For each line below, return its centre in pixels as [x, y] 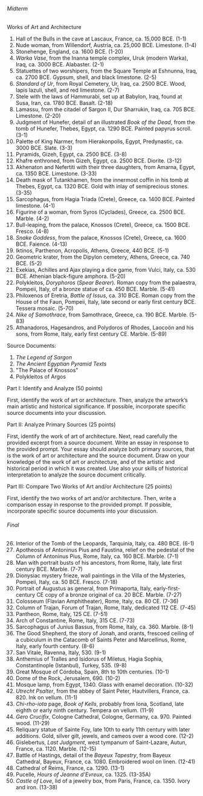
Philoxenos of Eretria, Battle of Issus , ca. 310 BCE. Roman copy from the [105, 295]
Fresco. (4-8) [32, 231]
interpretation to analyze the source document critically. [76, 475]
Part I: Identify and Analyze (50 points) [55, 388]
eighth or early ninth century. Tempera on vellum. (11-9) [85, 710]
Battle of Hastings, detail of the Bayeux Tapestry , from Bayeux [93, 756]
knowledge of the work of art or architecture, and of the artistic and [91, 462]
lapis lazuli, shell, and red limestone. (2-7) [67, 90]
